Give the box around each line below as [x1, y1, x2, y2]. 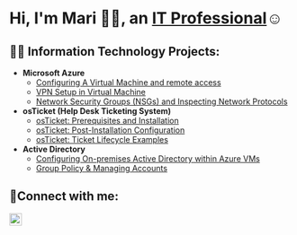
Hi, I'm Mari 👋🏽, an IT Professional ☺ [9, 8, 283, 29]
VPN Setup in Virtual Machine [35, 87, 146, 97]
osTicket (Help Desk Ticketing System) [22, 106, 172, 116]
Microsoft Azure [22, 67, 85, 78]
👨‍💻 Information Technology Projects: [9, 44, 220, 59]
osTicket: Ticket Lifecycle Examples [35, 135, 169, 144]
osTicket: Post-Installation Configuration [35, 125, 185, 135]
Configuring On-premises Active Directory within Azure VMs [35, 153, 261, 164]
